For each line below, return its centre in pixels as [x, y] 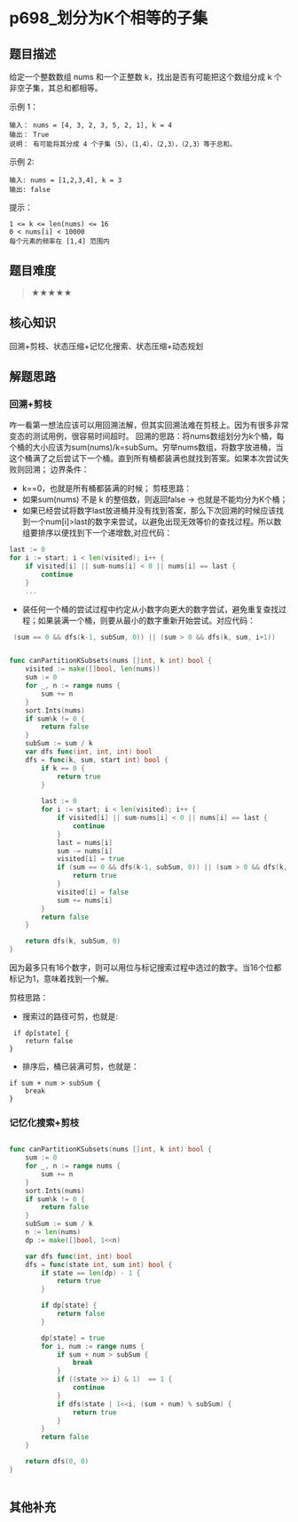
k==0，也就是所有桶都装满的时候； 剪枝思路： [107, 489]
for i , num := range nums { [93, 1346]
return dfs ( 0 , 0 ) [57, 1462]
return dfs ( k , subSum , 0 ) [73, 941]
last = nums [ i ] [85, 842]
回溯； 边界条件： [57, 470]
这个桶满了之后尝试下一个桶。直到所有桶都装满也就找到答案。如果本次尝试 [145, 458]
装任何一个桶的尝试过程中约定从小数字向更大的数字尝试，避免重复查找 [150, 609]
